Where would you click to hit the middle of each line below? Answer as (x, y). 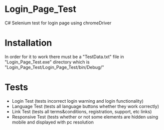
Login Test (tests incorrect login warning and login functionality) (78, 101)
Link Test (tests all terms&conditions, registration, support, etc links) (82, 111)
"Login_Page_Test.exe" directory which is (47, 62)
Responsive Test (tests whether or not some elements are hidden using (85, 117)
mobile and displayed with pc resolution (53, 122)
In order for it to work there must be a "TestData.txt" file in (64, 57)
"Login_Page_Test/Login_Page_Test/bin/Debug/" (54, 67)
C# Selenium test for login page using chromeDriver (58, 23)
